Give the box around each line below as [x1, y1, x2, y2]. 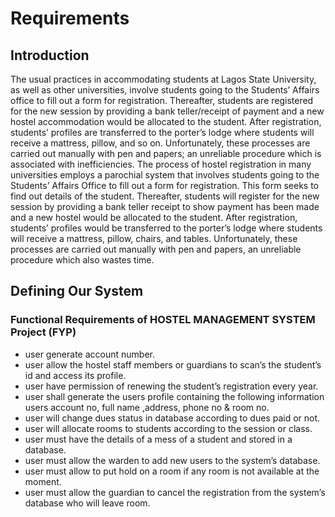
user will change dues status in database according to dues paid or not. [24, 412, 321, 424]
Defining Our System [10, 283, 144, 300]
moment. [24, 475, 62, 487]
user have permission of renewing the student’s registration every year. [24, 380, 319, 392]
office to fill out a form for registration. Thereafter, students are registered [10, 95, 314, 106]
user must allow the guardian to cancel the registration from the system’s [24, 486, 326, 498]
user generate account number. [24, 348, 155, 360]
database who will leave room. [24, 497, 151, 509]
